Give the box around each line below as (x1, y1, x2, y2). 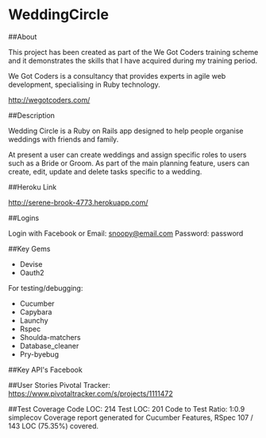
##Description (8, 110, 56, 120)
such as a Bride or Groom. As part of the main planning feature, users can (8, 158, 250, 168)
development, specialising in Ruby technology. (8, 80, 160, 89)
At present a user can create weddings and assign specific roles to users (8, 150, 247, 159)
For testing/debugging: (8, 283, 83, 292)
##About (8, 32, 37, 41)
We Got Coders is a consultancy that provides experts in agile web (8, 71, 226, 80)
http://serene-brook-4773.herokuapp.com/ (8, 197, 148, 207)
